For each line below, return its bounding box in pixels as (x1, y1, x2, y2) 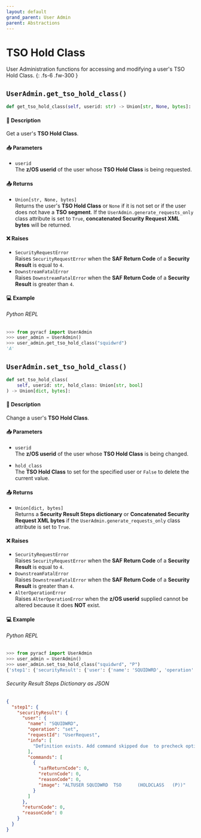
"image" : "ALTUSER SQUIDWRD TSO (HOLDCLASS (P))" (38, 782, 186, 788)
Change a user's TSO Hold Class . (6, 414, 90, 421)
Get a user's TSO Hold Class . (6, 130, 79, 137)
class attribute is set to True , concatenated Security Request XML (14, 215, 179, 222)
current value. (14, 474, 50, 481)
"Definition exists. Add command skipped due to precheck (32, 743, 184, 749)
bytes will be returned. (14, 221, 71, 228)
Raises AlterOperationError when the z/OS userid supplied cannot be (14, 595, 188, 602)
